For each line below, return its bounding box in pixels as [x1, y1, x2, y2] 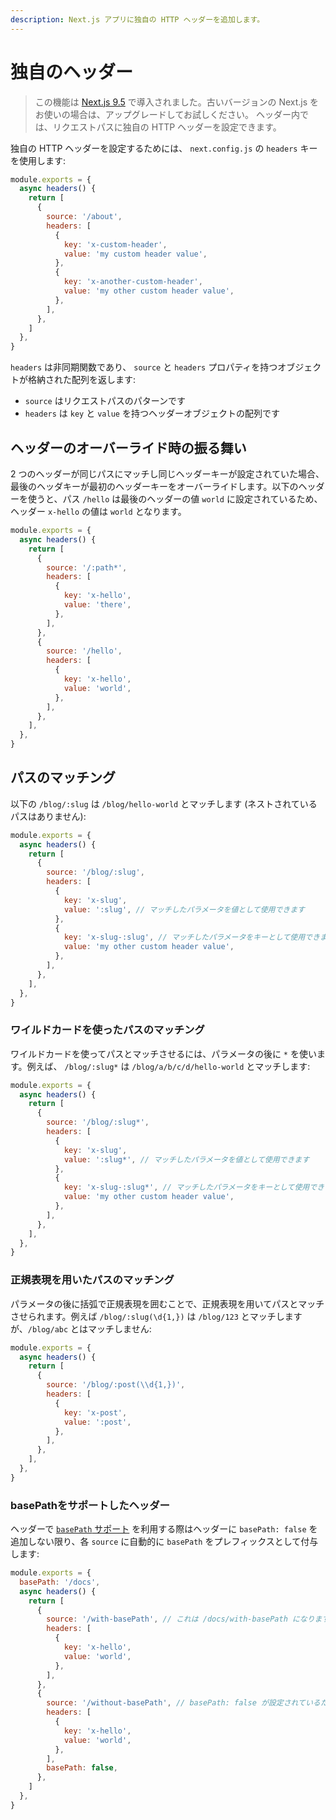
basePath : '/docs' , [19, 1577, 101, 1587]
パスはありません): [10, 810, 87, 822]
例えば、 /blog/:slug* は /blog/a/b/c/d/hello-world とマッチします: [26, 1060, 311, 1072]
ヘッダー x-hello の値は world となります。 [10, 506, 187, 517]
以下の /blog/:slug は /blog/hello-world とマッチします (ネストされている [10, 797, 318, 810]
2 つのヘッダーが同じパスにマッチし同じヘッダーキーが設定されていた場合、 [10, 468, 325, 480]
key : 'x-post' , [63, 1407, 128, 1418]
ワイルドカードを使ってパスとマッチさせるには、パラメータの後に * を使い [10, 1047, 317, 1060]
